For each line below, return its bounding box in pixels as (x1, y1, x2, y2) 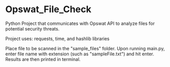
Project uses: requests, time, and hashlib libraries (5, 36, 109, 42)
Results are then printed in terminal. (5, 56, 81, 62)
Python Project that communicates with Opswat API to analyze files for (5, 20, 155, 26)
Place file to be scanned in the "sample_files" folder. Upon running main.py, (5, 45, 165, 51)
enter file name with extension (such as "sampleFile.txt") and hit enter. (5, 51, 154, 57)
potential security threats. (5, 25, 60, 31)
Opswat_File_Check (5, 4, 91, 15)
